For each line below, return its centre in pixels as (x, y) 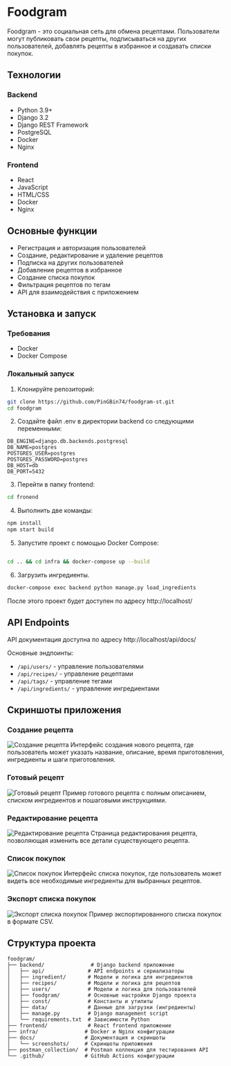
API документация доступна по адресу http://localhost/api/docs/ (102, 639)
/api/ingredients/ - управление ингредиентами (88, 688)
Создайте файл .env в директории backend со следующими (105, 421)
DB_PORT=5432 (26, 472)
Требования (29, 333)
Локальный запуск (41, 374)
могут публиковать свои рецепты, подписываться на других (97, 38)
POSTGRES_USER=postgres (41, 454)
